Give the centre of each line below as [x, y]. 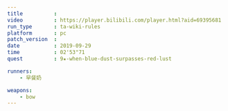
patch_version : [32, 40]
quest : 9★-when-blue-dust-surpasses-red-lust [89, 59]
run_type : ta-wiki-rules [54, 26]
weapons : [20, 90]
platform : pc [37, 33]
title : [32, 14]
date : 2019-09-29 [49, 46]
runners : [20, 71]
